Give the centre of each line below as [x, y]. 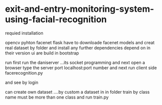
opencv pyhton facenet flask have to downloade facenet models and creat [80, 42]
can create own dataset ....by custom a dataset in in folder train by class [77, 92]
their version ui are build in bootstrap [42, 53]
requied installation [24, 33]
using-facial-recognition [56, 19]
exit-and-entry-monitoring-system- [80, 9]
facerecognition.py [24, 73]
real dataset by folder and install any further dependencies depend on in [78, 48]
